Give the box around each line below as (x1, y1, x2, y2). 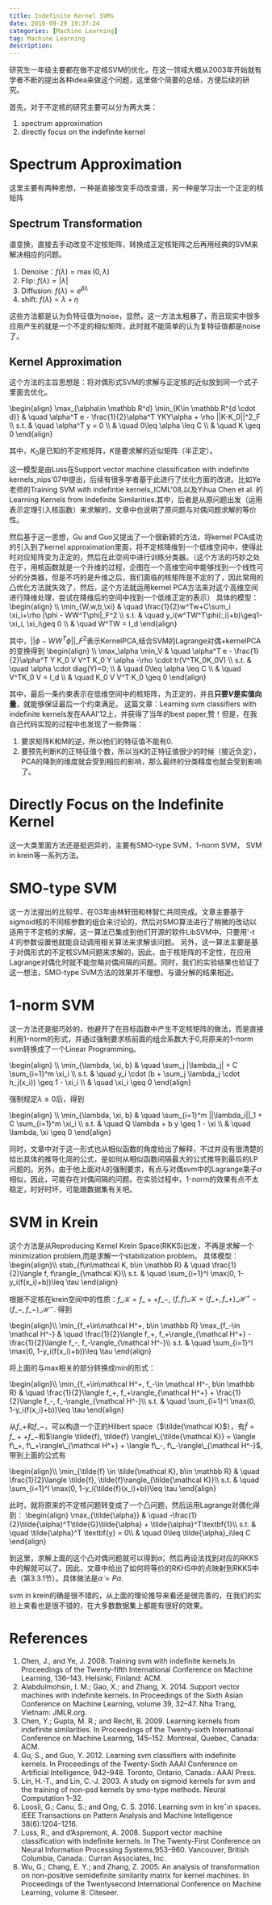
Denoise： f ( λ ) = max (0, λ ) (20, 266, 110, 276)
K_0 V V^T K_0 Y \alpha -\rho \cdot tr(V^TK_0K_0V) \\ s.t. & (56, 655, 253, 664)
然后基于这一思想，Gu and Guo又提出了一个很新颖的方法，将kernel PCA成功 (9, 532, 263, 542)
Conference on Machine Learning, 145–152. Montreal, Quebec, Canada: (20, 1733, 259, 1743)
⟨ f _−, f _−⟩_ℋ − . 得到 (9, 1303, 72, 1314)
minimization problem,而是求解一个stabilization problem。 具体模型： (9, 1250, 239, 1260)
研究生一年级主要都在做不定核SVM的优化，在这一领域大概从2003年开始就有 (9, 65, 262, 75)
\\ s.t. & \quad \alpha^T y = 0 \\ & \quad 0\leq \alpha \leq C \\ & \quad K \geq (9, 421, 261, 430)
